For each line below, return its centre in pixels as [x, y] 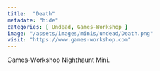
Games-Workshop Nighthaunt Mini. [59, 60]
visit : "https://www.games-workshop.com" [69, 40]
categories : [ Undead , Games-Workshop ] [68, 27]
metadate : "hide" [33, 20]
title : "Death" [31, 14]
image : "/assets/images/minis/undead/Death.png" [80, 33]
